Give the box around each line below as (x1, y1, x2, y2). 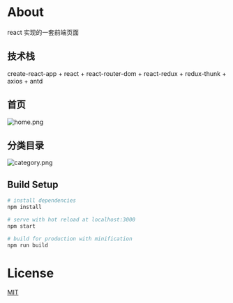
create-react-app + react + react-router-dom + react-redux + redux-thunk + (7, 69, 227, 77)
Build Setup (7, 178, 59, 190)
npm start (7, 222, 36, 230)
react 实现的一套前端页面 (7, 28, 79, 36)
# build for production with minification (7, 235, 133, 242)
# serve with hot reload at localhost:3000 (7, 216, 136, 223)
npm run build (7, 242, 49, 249)
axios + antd (7, 77, 43, 85)
